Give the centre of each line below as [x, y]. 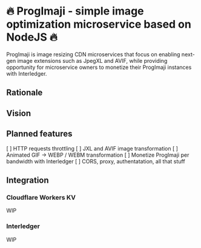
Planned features [39, 134]
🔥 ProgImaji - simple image [75, 11]
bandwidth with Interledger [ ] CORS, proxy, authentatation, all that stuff [96, 161]
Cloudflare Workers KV [41, 197]
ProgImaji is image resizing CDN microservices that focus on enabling [93, 54]
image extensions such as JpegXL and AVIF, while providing [92, 60]
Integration [28, 180]
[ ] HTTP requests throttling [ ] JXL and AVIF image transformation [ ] [92, 148]
